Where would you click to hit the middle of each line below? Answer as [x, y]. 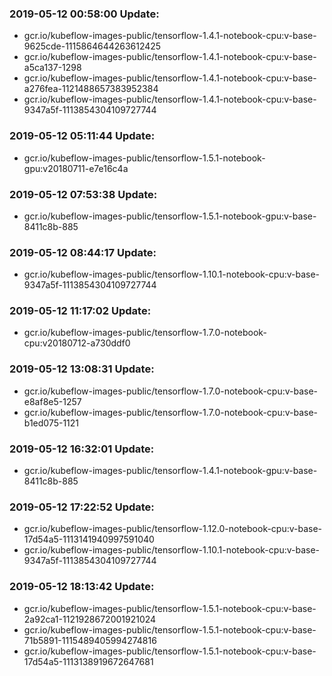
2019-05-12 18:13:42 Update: [82, 587]
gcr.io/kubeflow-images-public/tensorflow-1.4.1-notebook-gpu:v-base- [170, 471]
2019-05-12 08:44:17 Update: [83, 252]
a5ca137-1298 [52, 68]
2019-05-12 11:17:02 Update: [80, 311]
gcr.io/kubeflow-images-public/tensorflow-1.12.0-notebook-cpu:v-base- [173, 529]
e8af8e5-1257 [52, 401]
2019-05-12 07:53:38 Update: [83, 194]
